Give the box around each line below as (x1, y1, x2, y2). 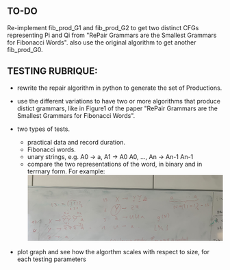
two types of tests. (16, 125, 71, 133)
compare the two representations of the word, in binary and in (27, 160, 203, 168)
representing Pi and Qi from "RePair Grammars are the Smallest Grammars (7, 31, 217, 39)
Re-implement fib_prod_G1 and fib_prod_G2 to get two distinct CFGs (7, 23, 199, 32)
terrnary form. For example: (27, 167, 105, 175)
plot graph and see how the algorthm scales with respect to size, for (16, 248, 210, 256)
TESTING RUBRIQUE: (7, 65, 98, 77)
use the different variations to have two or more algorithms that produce (16, 97, 221, 105)
